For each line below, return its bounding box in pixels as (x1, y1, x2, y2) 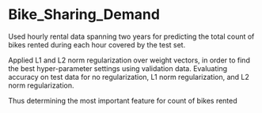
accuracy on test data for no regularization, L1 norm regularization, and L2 (8, 72, 249, 81)
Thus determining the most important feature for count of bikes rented (8, 96, 237, 105)
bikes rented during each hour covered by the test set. (8, 40, 186, 49)
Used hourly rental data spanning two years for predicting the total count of (8, 32, 255, 41)
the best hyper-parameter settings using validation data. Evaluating (8, 63, 228, 73)
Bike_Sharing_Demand (8, 6, 161, 24)
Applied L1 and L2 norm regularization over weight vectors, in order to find (8, 55, 251, 65)
